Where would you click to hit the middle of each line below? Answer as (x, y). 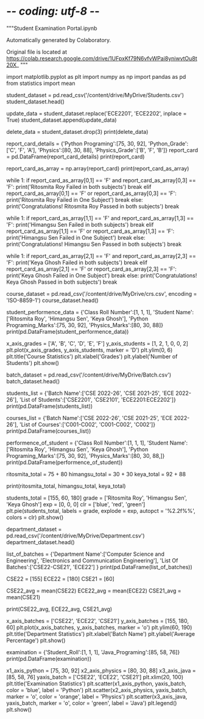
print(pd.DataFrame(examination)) (49, 658)
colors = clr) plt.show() (35, 517)
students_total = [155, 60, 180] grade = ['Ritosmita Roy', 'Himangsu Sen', (97, 498)
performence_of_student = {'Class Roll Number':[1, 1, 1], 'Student (87, 443)
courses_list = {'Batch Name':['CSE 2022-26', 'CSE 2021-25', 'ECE (90, 418)
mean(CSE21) (23, 597)
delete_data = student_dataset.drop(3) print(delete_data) (77, 131)
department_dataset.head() (40, 542)
